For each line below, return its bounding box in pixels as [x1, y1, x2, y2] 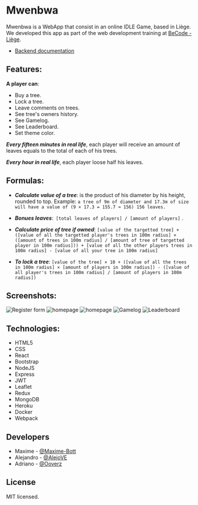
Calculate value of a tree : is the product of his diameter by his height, [14, 191, 186, 198]
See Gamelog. [14, 117, 50, 124]
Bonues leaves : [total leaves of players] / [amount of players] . [14, 214, 184, 221]
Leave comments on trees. [14, 104, 80, 111]
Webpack [14, 415, 38, 422]
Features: [6, 65, 43, 75]
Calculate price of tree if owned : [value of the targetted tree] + [14, 226, 179, 233]
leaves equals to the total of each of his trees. [6, 147, 118, 154]
